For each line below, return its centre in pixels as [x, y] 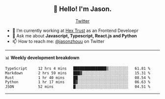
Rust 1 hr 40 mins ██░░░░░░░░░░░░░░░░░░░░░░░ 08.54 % [78, 78]
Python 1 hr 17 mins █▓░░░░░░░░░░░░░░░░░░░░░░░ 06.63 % [78, 82]
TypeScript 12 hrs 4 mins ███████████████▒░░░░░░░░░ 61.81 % [78, 68]
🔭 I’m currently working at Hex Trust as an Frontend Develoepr [75, 31]
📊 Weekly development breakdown [42, 58]
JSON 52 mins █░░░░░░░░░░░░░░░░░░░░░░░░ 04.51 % [78, 87]
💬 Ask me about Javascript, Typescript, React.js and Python [74, 35]
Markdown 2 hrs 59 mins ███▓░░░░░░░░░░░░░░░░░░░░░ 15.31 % [78, 73]
